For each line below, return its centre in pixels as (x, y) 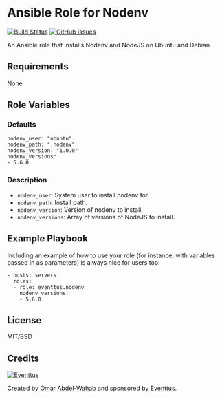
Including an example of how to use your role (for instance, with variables (111, 255)
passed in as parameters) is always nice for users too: (84, 262)
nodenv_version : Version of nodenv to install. (80, 209)
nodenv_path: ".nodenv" (41, 145)
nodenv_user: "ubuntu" (40, 139)
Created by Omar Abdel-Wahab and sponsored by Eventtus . (92, 388)
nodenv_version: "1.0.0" (43, 151)
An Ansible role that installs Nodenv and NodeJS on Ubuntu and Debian (109, 45)
